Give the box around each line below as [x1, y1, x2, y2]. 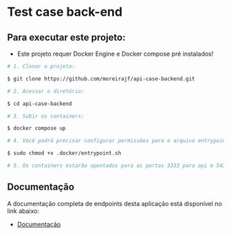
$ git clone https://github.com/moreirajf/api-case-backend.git [7, 75, 195, 82]
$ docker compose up [7, 125, 67, 132]
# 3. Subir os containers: [7, 113, 85, 120]
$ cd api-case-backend [7, 100, 72, 107]
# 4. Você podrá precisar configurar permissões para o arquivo [7, 137, 195, 144]
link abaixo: [7, 207, 40, 215]
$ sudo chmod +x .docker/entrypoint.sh [7, 150, 122, 157]
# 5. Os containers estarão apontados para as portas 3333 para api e [7, 162, 214, 169]
